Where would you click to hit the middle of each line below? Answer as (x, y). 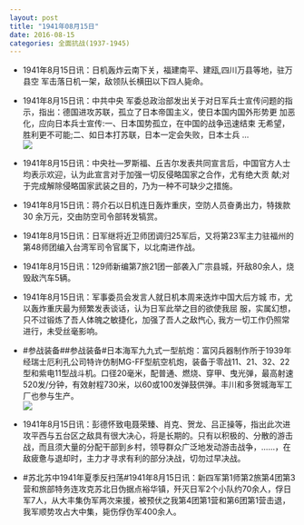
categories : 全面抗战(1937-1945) (70, 43)
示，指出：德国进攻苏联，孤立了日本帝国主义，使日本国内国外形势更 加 (155, 112)
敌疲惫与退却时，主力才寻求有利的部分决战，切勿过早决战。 (134, 459)
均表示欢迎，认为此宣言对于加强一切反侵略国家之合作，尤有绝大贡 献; (152, 174)
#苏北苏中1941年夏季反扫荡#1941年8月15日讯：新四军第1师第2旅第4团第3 (159, 478)
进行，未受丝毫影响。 (62, 332)
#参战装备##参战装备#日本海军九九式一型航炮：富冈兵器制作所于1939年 (157, 351)
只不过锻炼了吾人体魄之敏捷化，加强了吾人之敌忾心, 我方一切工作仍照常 (156, 320)
